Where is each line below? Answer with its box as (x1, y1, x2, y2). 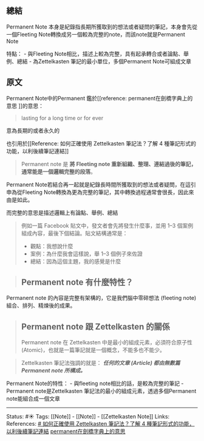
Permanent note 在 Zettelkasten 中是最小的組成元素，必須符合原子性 (21, 339, 193, 346)
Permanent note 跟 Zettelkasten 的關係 (21, 321, 170, 332)
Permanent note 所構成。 (21, 367, 86, 374)
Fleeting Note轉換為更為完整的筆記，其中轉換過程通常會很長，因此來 (22, 188, 194, 196)
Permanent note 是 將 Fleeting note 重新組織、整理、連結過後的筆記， (21, 160, 197, 167)
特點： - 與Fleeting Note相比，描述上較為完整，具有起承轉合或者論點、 (6, 50, 184, 57)
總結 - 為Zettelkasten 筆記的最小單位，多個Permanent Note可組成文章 (16, 57, 192, 65)
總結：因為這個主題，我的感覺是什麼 (30, 257, 121, 265)
